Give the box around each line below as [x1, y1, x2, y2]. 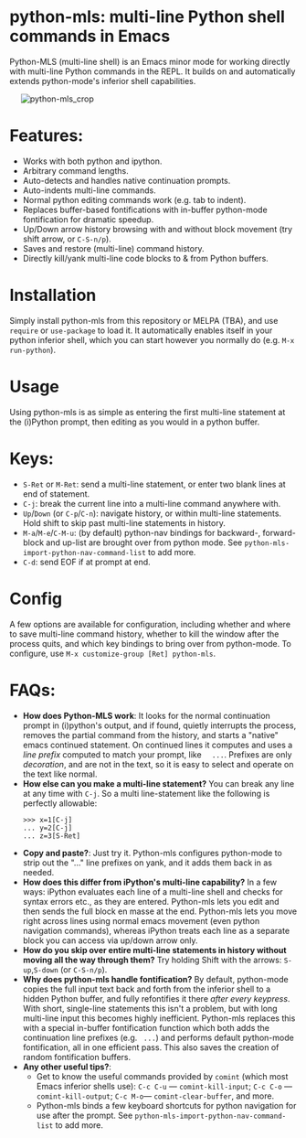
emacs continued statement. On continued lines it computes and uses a [22, 739, 293, 750]
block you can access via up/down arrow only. [22, 935, 198, 946]
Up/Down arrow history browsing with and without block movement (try [22, 223, 293, 234]
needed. [22, 866, 55, 877]
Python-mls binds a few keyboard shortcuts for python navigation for [36, 1100, 297, 1111]
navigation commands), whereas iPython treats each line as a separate [22, 925, 290, 936]
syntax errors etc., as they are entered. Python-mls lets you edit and [22, 896, 280, 907]
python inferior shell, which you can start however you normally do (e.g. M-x [9, 334, 295, 345]
